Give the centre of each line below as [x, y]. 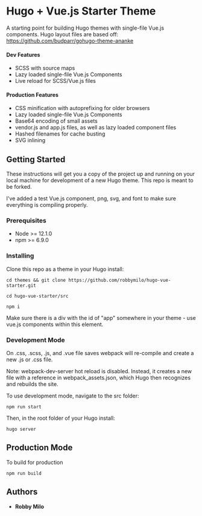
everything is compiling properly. [47, 205]
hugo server [21, 429]
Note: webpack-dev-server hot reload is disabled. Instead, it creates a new [99, 371]
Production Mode [39, 448]
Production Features [33, 94]
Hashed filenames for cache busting [60, 134]
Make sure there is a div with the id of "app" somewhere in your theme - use [101, 318]
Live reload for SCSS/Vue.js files [55, 81]
